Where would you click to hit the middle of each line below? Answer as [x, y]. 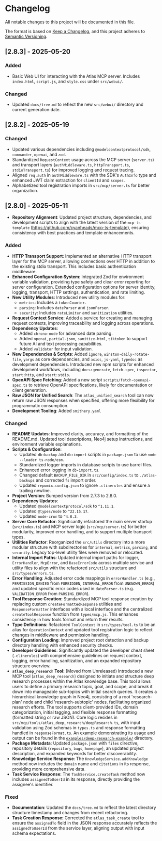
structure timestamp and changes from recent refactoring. [70, 813]
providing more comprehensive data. [49, 769]
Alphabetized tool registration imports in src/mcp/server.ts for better [81, 185]
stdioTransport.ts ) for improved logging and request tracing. [73, 170]
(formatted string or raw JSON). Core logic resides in [65, 717]
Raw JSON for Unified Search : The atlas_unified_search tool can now [83, 395]
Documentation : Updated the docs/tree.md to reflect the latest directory [84, 808]
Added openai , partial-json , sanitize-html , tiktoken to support [83, 338]
